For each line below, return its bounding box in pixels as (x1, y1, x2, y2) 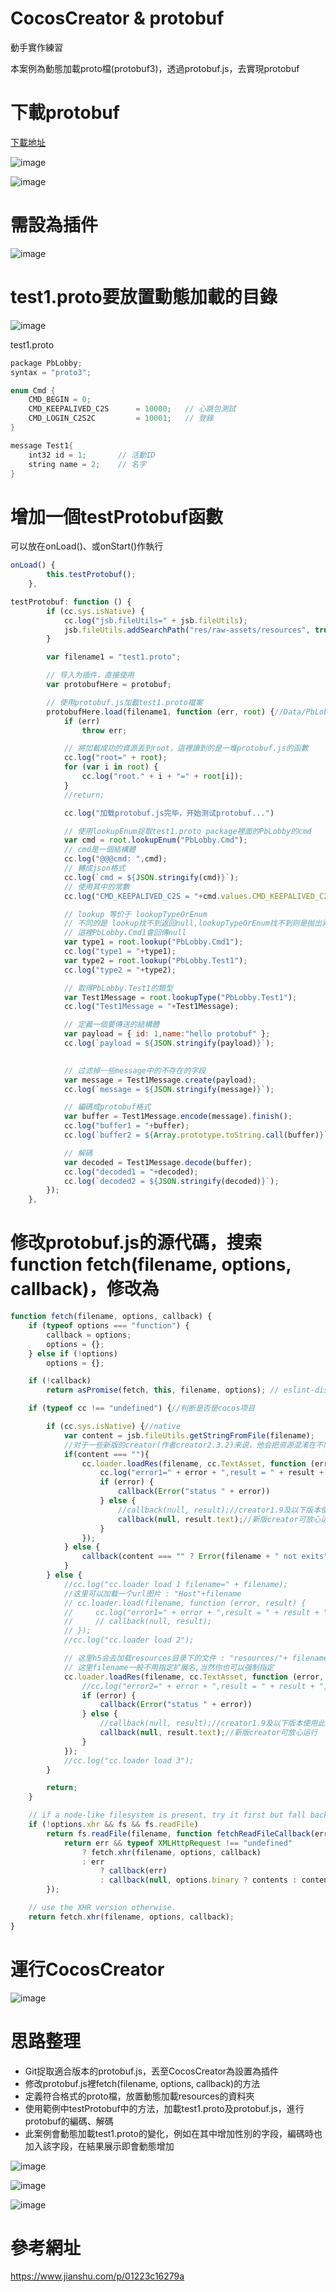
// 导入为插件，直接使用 (46, 670, 135, 681)
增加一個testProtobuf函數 (10, 505, 224, 528)
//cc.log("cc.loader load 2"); (63, 1635, 195, 1646)
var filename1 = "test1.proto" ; (46, 652, 182, 662)
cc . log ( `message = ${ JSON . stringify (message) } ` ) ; (63, 1084, 275, 1094)
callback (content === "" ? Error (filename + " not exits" (81, 1552, 329, 1562)
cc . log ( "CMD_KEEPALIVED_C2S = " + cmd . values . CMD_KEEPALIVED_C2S (63, 891, 333, 901)
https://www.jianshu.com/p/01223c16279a (10, 2270, 185, 2282)
